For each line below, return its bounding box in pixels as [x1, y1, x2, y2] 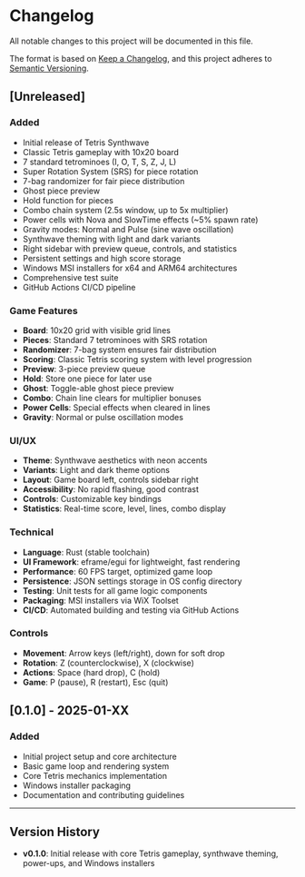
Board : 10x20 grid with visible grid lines [22, 324, 171, 336]
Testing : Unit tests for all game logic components [22, 585, 208, 596]
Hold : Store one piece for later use [22, 373, 152, 384]
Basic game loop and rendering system [22, 760, 170, 772]
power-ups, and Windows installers [22, 858, 156, 869]
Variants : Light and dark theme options [22, 465, 171, 476]
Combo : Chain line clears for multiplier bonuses [22, 392, 202, 403]
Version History [9, 823, 100, 840]
